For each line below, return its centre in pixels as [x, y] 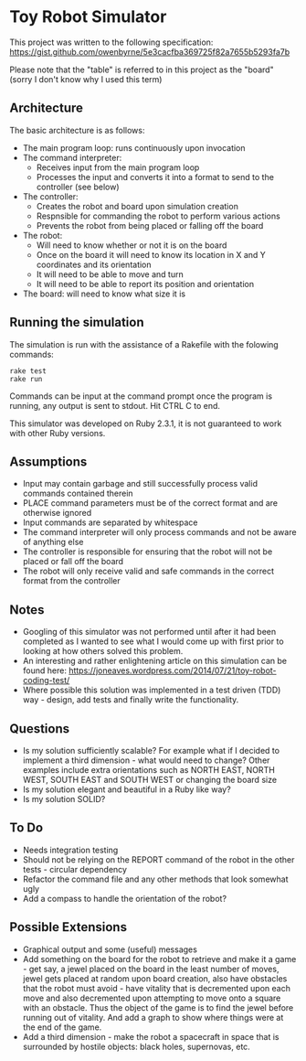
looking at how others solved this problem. [103, 651]
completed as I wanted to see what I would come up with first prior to [153, 641]
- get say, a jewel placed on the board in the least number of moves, [151, 969]
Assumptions [48, 461]
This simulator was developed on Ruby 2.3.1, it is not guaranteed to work [146, 423]
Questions [40, 729]
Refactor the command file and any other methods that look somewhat [155, 879]
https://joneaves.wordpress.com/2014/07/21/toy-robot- [172, 670]
